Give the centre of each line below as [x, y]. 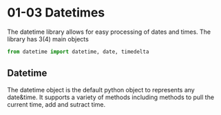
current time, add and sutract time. [56, 104]
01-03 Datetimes [56, 13]
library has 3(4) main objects [48, 39]
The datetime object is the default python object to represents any [101, 90]
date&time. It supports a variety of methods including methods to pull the [111, 97]
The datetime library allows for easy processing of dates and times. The [109, 32]
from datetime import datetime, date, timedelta [78, 52]
